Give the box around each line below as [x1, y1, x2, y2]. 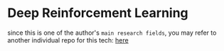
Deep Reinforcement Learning [7, 5, 188, 21]
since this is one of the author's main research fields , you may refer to [7, 28, 217, 37]
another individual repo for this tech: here [7, 35, 129, 44]
